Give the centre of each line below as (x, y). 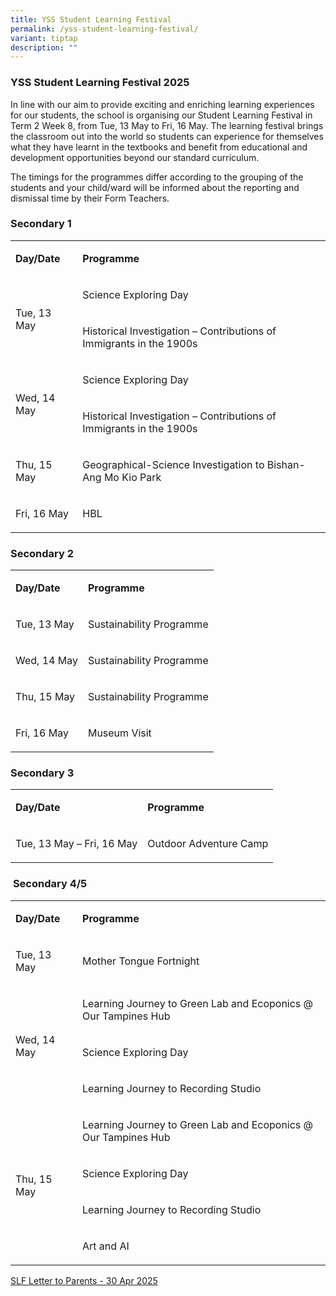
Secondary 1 (41, 224)
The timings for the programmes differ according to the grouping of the (157, 177)
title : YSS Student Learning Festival (91, 19)
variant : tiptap (44, 38)
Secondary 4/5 (50, 884)
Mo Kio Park (132, 477)
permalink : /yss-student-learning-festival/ (104, 29)
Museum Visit (119, 733)
